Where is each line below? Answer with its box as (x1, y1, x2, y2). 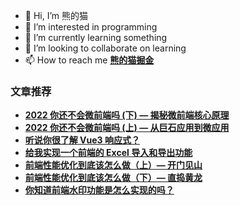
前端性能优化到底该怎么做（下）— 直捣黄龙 (24, 172, 203, 184)
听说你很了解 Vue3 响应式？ (24, 134, 140, 146)
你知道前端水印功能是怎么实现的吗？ (24, 184, 175, 196)
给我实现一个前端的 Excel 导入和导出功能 (24, 147, 193, 159)
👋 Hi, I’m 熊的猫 (24, 10, 89, 21)
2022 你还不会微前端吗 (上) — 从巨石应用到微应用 (24, 122, 230, 134)
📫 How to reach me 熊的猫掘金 (24, 54, 155, 66)
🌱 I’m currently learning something (24, 32, 168, 43)
